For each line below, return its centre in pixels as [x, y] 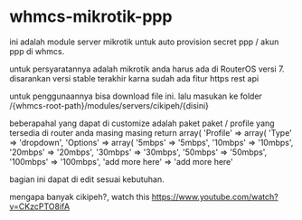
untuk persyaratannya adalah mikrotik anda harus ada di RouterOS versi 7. [147, 69]
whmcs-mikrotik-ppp [91, 17]
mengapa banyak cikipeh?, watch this [80, 196]
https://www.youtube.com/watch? [215, 196]
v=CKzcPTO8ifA [40, 206]
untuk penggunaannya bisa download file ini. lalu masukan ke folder [136, 96]
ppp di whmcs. [37, 51]
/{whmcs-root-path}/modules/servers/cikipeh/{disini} [109, 105]
